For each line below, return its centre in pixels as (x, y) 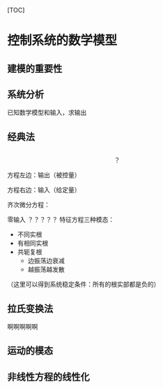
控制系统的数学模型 (62, 41)
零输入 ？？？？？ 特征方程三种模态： (61, 220)
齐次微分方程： (29, 205)
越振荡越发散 (46, 269)
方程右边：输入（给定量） (44, 190)
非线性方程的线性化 (48, 377)
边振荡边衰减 (46, 261)
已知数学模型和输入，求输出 (47, 113)
